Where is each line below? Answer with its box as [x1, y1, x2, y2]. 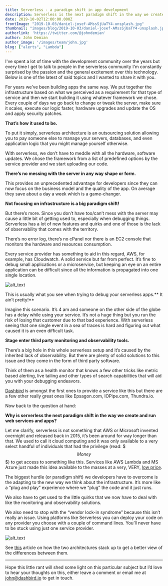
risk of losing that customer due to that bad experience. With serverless [5, 317, 153, 323]
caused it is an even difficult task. [5, 327, 74, 333]
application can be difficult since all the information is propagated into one [5, 266, 158, 272]
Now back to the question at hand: [5, 402, 76, 408]
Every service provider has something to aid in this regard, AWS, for [5, 250, 145, 256]
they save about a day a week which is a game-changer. [5, 190, 121, 196]
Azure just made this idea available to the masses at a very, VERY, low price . [5, 464, 162, 470]
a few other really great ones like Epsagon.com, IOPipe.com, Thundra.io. [5, 393, 154, 399]
